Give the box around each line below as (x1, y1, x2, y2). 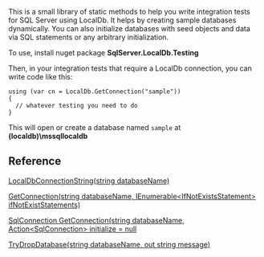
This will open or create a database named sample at (8, 123, 181, 132)
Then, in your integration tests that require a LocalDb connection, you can (8, 63, 253, 73)
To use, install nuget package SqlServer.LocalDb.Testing (8, 48, 199, 57)
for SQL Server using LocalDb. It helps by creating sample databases (8, 15, 237, 25)
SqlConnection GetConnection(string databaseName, (8, 215, 185, 225)
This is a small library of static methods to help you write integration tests (8, 7, 250, 16)
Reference (8, 154, 62, 168)
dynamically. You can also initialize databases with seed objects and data (8, 24, 251, 33)
